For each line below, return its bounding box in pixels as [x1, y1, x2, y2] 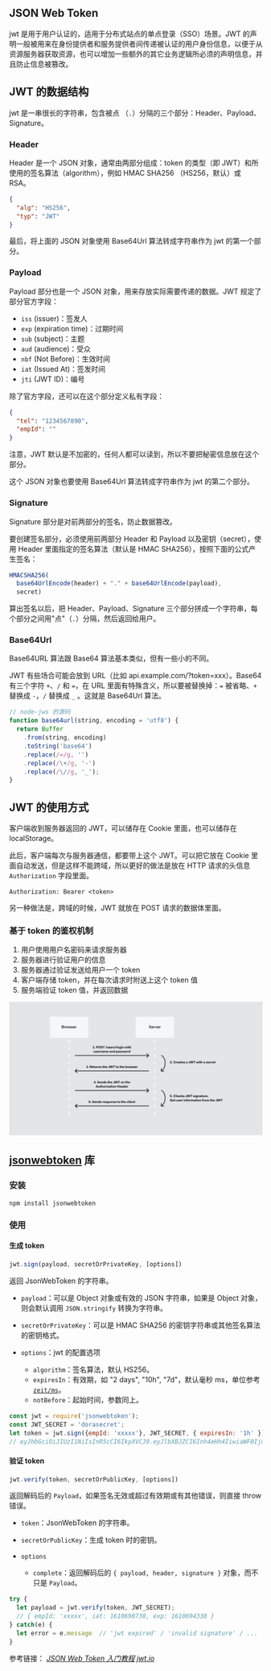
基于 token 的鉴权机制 [9, 925, 94, 936]
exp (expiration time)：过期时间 [20, 323, 124, 333]
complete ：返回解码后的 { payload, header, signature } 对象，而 [32, 1568, 252, 1577]
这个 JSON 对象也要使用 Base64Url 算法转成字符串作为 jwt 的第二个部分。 [9, 477, 254, 486]
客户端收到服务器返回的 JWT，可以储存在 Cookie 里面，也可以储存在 [9, 823, 237, 833]
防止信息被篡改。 [15, 59, 73, 69]
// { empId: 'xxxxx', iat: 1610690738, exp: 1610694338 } [16, 1612, 216, 1620]
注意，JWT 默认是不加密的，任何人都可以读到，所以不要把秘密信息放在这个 [9, 449, 260, 459]
